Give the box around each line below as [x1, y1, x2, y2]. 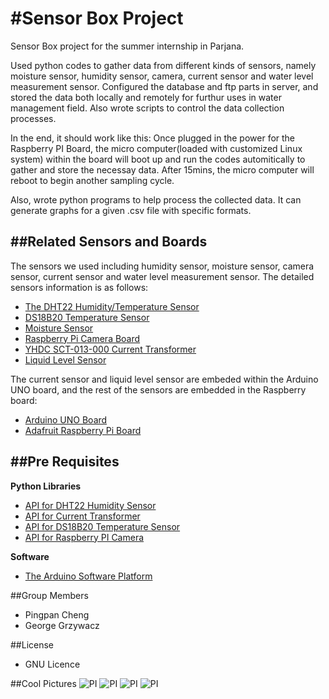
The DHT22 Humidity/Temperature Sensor [24, 300, 200, 312]
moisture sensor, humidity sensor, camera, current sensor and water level [10, 70, 314, 82]
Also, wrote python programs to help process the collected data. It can [10, 193, 302, 206]
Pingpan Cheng [24, 608, 90, 621]
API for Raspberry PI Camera [24, 531, 145, 543]
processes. [10, 112, 57, 124]
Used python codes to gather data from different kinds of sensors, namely [10, 59, 317, 71]
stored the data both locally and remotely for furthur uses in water [10, 91, 282, 103]
